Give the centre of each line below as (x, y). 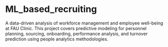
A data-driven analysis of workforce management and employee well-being (84, 23)
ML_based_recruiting (51, 9)
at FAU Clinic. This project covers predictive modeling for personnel (76, 28)
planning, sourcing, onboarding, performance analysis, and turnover (77, 33)
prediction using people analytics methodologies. (57, 39)
